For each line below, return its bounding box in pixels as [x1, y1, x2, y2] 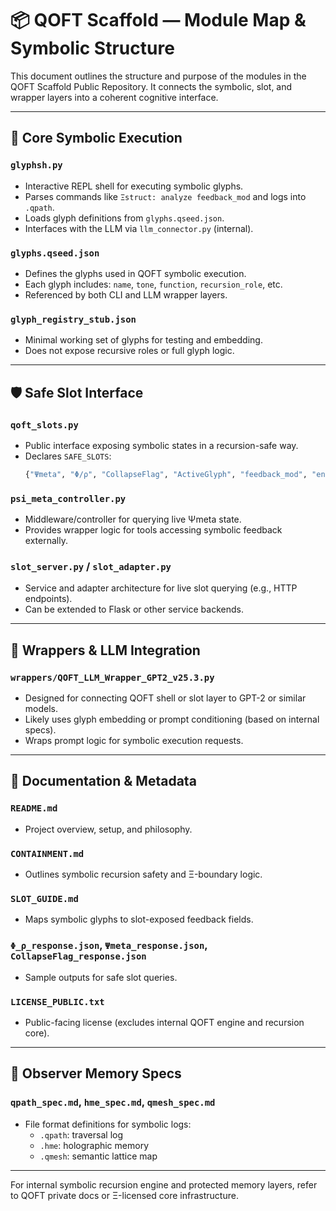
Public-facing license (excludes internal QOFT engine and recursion [24, 1016, 305, 1028]
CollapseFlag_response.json [10, 951, 147, 962]
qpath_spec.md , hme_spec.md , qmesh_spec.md [10, 1095, 216, 1109]
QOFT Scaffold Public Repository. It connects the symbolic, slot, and [10, 80, 293, 92]
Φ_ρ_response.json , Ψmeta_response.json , [10, 938, 208, 952]
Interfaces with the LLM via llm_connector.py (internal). [24, 222, 254, 234]
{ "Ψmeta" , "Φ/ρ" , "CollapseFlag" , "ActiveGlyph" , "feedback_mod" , [24, 469, 308, 479]
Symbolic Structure [10, 37, 175, 60]
